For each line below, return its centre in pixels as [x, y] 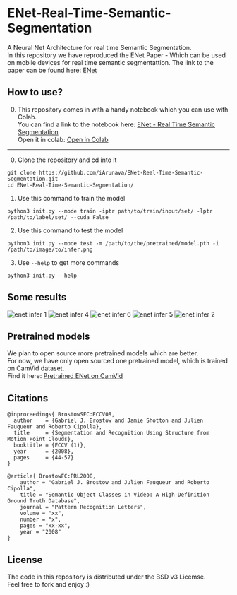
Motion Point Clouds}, [41, 440]
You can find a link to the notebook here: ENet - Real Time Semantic [116, 124]
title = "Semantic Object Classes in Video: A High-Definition [115, 495]
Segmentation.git [33, 179]
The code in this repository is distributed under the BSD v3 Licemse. [107, 577]
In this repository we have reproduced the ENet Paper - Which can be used [116, 55]
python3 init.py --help [42, 276]
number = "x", [41, 520]
